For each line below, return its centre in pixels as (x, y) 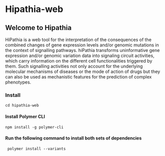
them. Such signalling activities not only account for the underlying (74, 66)
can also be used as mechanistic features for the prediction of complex (78, 77)
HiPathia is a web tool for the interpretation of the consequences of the (78, 39)
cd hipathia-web (22, 105)
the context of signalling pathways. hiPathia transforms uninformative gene (82, 50)
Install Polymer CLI (25, 116)
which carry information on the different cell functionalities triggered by (79, 61)
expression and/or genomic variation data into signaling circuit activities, (80, 55)
